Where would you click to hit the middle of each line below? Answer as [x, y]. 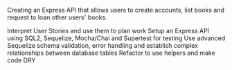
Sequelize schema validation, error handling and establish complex [103, 45]
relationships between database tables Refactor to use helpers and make [111, 53]
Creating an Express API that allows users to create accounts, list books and [116, 10]
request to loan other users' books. [57, 17]
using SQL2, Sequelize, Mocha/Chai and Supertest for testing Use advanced [116, 38]
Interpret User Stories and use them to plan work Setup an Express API [108, 31]
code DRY [21, 60]
